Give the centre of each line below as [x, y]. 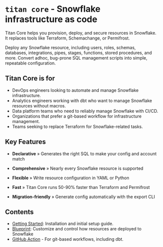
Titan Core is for [30, 78]
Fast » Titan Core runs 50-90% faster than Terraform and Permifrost [81, 187]
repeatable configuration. [30, 63]
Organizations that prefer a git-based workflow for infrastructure [77, 116]
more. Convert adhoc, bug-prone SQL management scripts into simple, [76, 58]
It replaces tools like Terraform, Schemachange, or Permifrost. [67, 38]
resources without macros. [39, 105]
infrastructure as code [51, 19]
